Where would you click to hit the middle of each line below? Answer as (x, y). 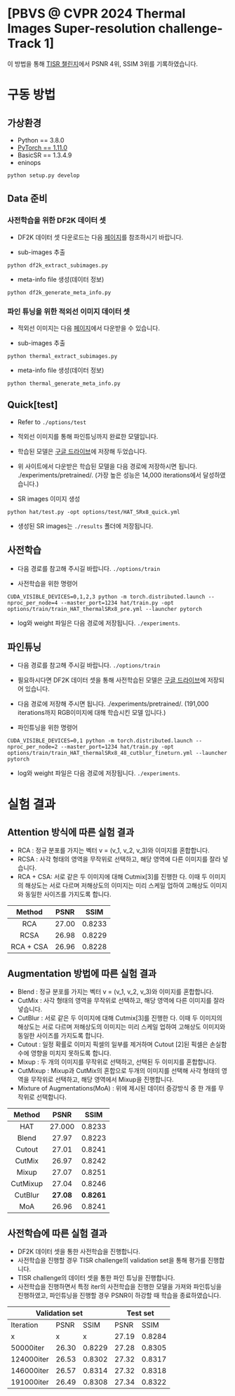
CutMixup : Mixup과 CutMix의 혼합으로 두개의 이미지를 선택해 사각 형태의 (119, 1071)
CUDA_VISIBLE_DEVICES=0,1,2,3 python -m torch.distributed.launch (106, 597)
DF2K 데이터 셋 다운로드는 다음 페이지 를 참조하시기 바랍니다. (100, 237)
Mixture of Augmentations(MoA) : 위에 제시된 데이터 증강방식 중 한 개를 (117, 1088)
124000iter (30, 1359)
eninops (29, 162)
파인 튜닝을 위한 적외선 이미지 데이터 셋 (69, 311)
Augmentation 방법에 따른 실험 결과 (82, 974)
